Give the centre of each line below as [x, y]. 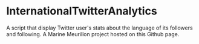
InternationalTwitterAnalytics [82, 11]
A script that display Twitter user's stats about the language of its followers [99, 28]
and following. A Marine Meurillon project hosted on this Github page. [93, 34]
